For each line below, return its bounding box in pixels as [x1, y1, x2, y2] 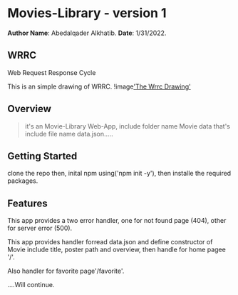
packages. [7, 176, 38, 185]
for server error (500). [7, 224, 73, 233]
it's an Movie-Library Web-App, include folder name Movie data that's [24, 121, 230, 130]
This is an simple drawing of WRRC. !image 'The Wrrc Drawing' [7, 82, 191, 91]
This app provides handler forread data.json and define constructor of [7, 238, 213, 246]
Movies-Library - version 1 [7, 5, 167, 21]
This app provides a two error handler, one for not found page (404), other [7, 216, 227, 225]
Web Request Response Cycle [7, 68, 96, 76]
